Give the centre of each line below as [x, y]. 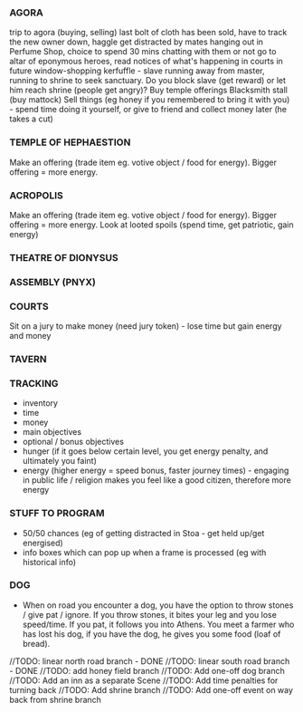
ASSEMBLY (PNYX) [53, 282]
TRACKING [34, 383]
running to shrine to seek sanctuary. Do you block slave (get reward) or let [148, 81]
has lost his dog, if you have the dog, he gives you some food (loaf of [151, 634]
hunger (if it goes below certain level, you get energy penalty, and [145, 451]
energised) [43, 543]
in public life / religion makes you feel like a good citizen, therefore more [156, 480]
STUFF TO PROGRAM [57, 514]
